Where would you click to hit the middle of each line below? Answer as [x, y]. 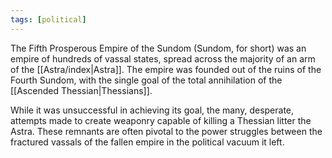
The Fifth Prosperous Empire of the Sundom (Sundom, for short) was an [158, 48]
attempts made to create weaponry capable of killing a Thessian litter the [161, 120]
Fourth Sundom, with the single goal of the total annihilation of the [146, 80]
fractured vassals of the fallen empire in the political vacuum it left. [147, 142]
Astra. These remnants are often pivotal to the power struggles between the [166, 131]
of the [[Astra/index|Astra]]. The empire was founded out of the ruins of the [166, 69]
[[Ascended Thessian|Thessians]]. [81, 90]
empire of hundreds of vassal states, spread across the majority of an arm [163, 58]
